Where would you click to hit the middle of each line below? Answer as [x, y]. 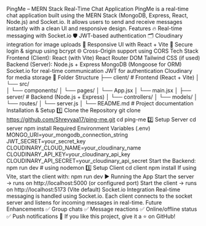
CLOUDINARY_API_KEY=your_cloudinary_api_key [68, 154]
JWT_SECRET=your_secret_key [46, 141]
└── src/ [18, 84]
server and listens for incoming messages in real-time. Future [84, 202]
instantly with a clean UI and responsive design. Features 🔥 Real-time [94, 28]
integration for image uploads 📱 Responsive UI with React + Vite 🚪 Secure [100, 44]
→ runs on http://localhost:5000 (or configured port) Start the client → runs [101, 183]
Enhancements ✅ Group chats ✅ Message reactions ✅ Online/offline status [102, 209]
